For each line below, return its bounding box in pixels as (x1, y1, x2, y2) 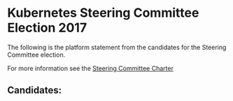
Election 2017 (7, 20, 87, 36)
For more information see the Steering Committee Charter (7, 64, 174, 72)
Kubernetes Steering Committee (7, 5, 199, 21)
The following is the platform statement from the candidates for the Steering (7, 43, 227, 51)
